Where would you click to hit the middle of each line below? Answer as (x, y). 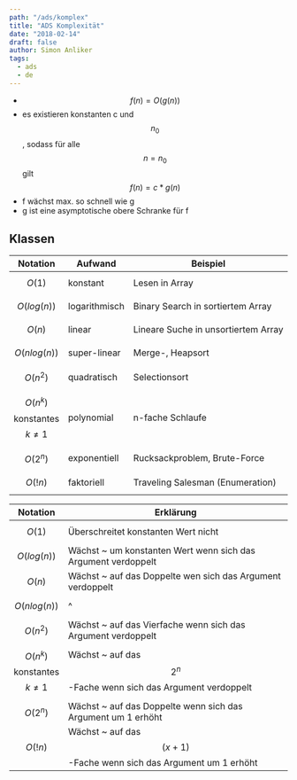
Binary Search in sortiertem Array (202, 307)
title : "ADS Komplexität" (57, 26)
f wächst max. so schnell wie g (78, 201)
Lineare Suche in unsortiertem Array (209, 330)
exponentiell (93, 458)
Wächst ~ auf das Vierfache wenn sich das (156, 625)
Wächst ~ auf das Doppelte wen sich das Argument (174, 576)
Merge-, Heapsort (171, 353)
